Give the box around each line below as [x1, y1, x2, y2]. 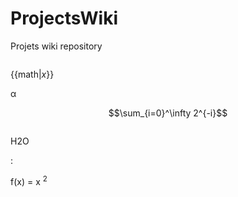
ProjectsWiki [10, 7, 119, 30]
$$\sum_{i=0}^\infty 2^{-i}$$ [108, 107, 228, 119]
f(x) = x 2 [10, 173, 48, 187]
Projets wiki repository [10, 40, 103, 52]
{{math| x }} [10, 68, 55, 80]
